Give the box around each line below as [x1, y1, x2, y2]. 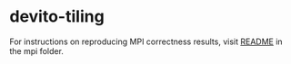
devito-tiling [9, 6, 105, 27]
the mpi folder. [9, 45, 64, 56]
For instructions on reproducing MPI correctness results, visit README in [9, 36, 284, 47]
